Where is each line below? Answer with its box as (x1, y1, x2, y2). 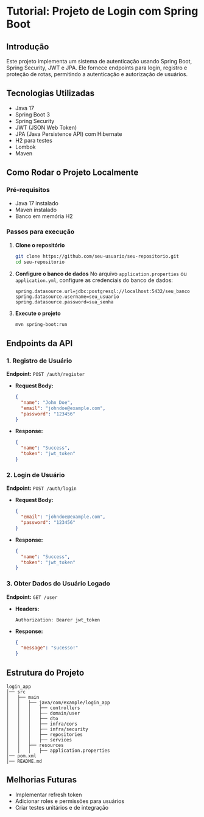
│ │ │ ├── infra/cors (6, 721, 78, 727)
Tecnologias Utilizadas (6, 88, 95, 99)
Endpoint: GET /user (6, 593, 58, 601)
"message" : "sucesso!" (21, 645, 79, 651)
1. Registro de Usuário (6, 356, 72, 365)
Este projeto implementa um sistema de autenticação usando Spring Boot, (6, 58, 192, 65)
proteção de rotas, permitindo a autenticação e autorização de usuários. (6, 71, 188, 77)
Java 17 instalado (15, 199, 59, 207)
